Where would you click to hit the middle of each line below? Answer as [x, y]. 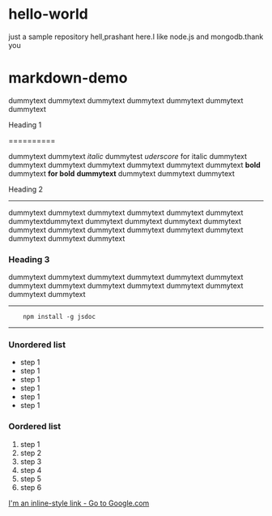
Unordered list [37, 345]
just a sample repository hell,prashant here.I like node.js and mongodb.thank [136, 37]
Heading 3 [29, 259]
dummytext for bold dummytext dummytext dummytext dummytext [121, 173]
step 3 [31, 461]
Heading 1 [25, 125]
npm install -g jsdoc [59, 317]
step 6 [31, 487]
